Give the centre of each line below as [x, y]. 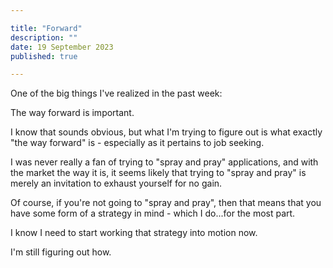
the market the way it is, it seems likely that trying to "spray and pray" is [158, 173]
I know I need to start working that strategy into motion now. [134, 233]
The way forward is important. [72, 113]
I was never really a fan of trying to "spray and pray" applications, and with [164, 162]
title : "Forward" [46, 28]
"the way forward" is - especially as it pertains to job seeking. [137, 143]
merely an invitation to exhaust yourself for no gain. [116, 183]
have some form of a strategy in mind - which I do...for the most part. [153, 213]
